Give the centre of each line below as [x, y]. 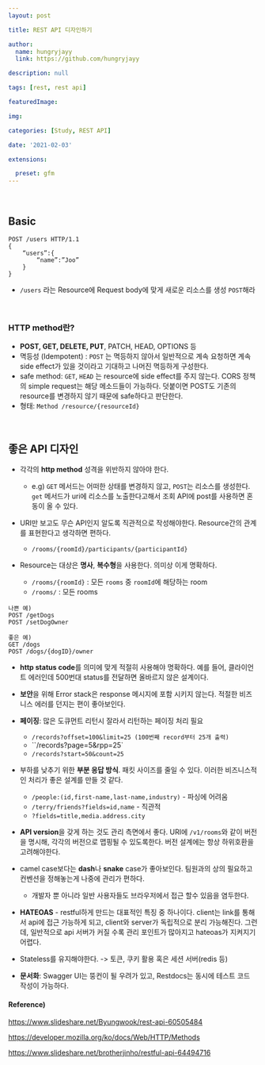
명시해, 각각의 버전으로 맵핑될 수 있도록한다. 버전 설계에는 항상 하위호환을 [141, 842]
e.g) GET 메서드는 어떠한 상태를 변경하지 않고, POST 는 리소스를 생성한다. [141, 486]
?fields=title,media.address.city [88, 817]
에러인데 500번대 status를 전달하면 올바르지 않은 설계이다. [118, 677]
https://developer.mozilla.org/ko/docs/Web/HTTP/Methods [104, 1037]
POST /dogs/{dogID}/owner [51, 652]
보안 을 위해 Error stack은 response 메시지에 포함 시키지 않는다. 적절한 [129, 694]
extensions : [28, 160]
